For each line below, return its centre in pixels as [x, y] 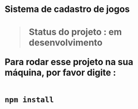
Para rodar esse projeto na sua [69, 62]
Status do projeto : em [75, 32]
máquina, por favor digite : [61, 73]
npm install [29, 100]
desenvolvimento [66, 43]
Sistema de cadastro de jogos [67, 9]
